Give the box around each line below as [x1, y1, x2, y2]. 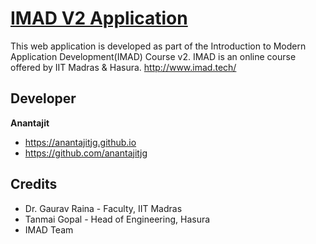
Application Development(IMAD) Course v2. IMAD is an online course [10, 50, 297, 62]
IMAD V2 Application [10, 7, 188, 30]
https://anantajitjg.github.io [24, 136, 137, 148]
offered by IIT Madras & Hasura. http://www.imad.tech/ [10, 61, 237, 73]
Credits [10, 176, 58, 193]
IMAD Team [24, 223, 74, 236]
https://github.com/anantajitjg [24, 147, 148, 159]
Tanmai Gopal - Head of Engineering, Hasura [24, 213, 211, 225]
